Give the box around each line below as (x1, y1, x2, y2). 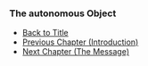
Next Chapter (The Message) (21, 46, 130, 57)
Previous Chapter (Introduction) (21, 37, 139, 47)
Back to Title (21, 28, 69, 38)
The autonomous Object (9, 7, 117, 20)
